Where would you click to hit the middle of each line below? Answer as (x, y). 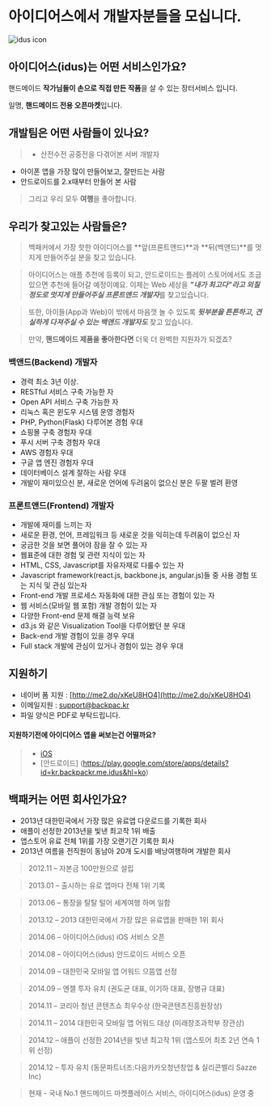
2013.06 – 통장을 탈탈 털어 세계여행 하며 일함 (100, 902)
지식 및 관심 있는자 (58, 585)
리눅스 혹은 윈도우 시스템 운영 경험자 (77, 412)
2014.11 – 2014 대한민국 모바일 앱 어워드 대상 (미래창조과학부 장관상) (136, 1023)
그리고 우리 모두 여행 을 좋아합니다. (82, 198)
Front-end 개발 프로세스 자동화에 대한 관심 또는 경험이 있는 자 (117, 595)
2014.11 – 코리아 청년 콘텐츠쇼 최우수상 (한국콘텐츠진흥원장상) (125, 1005)
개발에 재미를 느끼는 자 (56, 524)
